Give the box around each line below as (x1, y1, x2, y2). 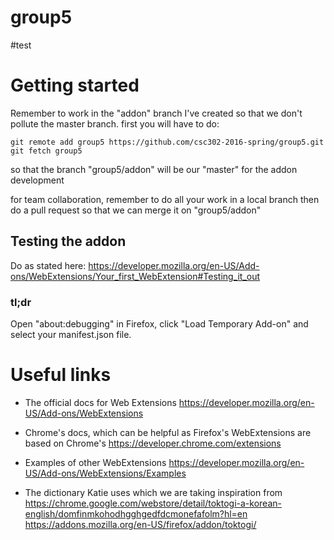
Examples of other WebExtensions (24, 456, 167, 468)
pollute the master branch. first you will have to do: (10, 117, 220, 130)
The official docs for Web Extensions (24, 396, 177, 408)
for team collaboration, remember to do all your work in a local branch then (10, 193, 320, 205)
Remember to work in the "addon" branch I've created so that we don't (10, 107, 303, 119)
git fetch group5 (10, 146, 83, 156)
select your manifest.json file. (10, 328, 132, 340)
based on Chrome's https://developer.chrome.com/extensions (24, 437, 282, 449)
